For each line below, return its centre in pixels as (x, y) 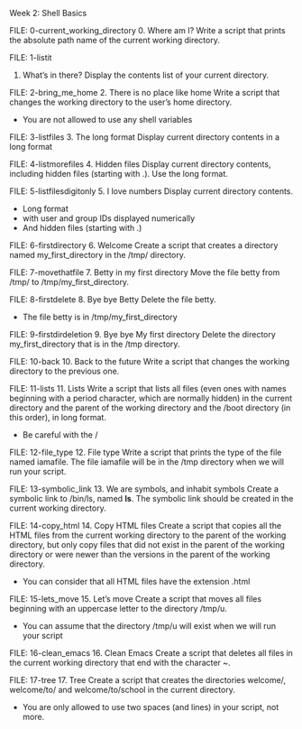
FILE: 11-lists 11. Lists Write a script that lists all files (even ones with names (148, 388)
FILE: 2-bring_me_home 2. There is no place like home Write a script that (145, 92)
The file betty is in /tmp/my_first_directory (100, 317)
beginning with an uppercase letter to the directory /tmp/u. (119, 609)
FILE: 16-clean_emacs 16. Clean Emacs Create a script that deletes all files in (151, 653)
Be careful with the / (60, 435)
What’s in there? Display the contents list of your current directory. (145, 75)
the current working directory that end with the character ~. (120, 663)
